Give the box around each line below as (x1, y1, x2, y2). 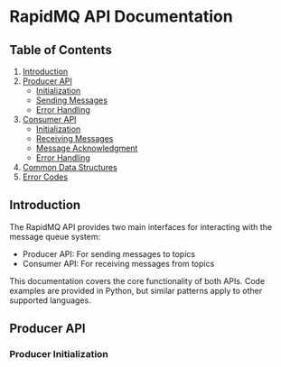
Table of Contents (9, 42, 113, 58)
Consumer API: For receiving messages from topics (22, 258, 215, 269)
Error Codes (22, 171, 69, 182)
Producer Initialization (9, 348, 108, 361)
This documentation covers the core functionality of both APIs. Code (9, 275, 266, 286)
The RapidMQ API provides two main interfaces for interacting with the (9, 221, 273, 232)
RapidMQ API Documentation (9, 6, 233, 27)
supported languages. (9, 295, 92, 306)
